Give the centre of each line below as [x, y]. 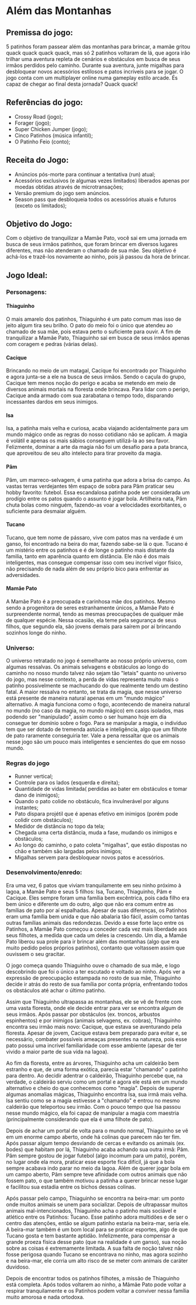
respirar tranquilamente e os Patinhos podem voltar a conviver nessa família [98, 1290]
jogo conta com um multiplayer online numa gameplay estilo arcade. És [92, 78]
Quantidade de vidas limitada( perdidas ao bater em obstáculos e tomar [101, 789]
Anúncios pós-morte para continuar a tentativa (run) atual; [85, 174]
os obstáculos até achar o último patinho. [56, 990]
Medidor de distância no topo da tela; [60, 826]
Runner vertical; [34, 776]
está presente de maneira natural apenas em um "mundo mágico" [85, 698]
